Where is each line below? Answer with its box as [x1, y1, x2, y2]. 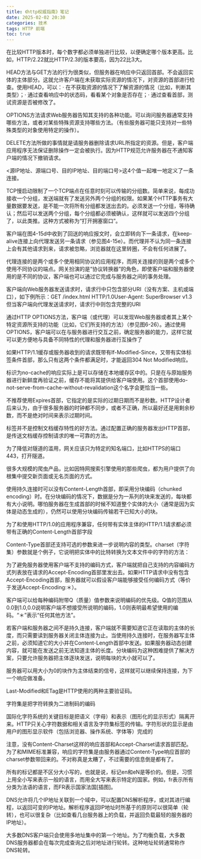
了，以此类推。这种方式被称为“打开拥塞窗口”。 [6, 217, 121, 225]
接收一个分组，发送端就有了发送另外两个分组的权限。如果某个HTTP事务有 [6, 195, 188, 202]
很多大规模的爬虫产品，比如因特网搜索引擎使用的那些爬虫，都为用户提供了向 [6, 465, 195, 472]
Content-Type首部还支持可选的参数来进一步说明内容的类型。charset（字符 [6, 541, 190, 548]
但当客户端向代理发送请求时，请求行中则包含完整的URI [6, 301, 141, 308]
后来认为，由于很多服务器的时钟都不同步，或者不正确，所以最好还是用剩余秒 [6, 404, 195, 411]
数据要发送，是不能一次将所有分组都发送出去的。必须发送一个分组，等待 [11, 202, 190, 210]
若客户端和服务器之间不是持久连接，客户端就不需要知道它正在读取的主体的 [6, 624, 190, 631]
